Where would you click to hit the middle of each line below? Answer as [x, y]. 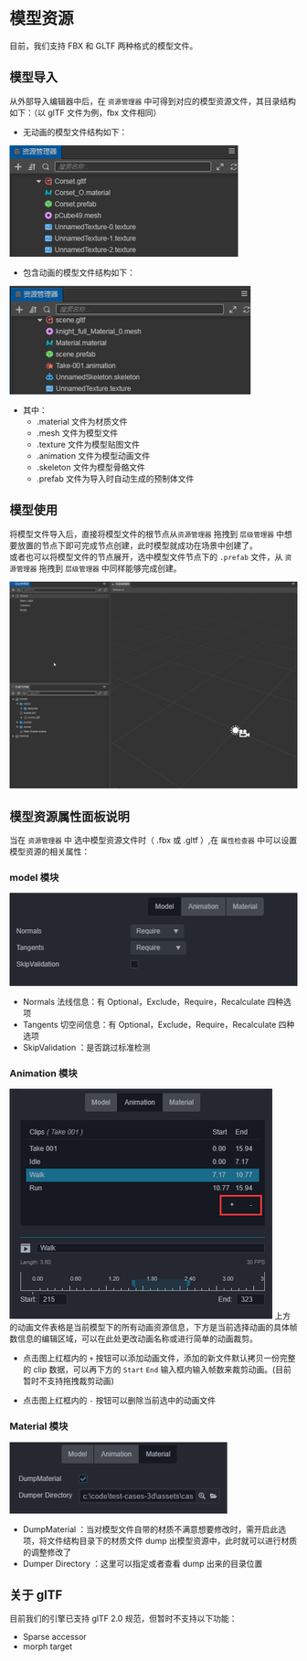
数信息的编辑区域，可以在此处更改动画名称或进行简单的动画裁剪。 [133, 1338]
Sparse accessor [54, 1637]
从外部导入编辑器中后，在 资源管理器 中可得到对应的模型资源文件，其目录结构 [153, 101]
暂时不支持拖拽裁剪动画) [68, 1381]
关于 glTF [36, 1595]
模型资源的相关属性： [49, 852]
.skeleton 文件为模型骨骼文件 [91, 467]
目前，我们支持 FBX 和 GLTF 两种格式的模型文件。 [104, 46]
